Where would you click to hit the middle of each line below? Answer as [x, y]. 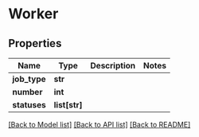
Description [113, 66]
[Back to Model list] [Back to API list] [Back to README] [99, 125]
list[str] [68, 105]
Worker [33, 14]
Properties [35, 43]
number [27, 92]
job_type [29, 79]
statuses [29, 105]
